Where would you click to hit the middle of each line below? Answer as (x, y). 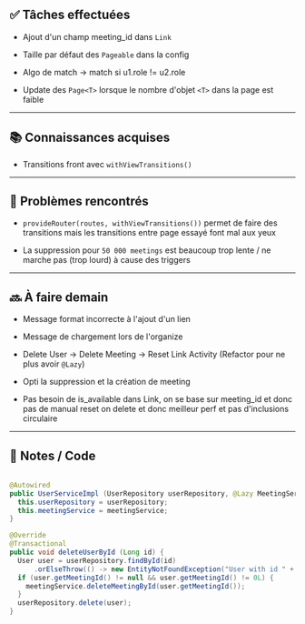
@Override (28, 536)
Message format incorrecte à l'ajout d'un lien (106, 319)
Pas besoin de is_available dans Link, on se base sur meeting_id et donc (157, 399)
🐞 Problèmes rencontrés (79, 201)
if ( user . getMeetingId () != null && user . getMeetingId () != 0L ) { (146, 578)
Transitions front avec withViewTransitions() (107, 164)
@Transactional (38, 544)
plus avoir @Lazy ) (54, 364)
